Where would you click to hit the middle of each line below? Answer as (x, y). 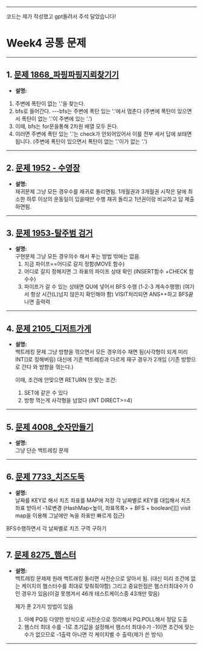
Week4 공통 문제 (46, 43)
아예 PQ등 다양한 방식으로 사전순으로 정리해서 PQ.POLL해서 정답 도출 (106, 619)
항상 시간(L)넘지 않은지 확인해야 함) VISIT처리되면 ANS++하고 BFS (110, 294)
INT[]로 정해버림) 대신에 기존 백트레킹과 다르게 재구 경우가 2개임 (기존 (97, 360)
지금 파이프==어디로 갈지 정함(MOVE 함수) (74, 264)
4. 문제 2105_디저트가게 (49, 328)
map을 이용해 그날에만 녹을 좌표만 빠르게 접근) (70, 515)
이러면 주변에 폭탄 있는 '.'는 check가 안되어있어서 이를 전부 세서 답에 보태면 (103, 133)
